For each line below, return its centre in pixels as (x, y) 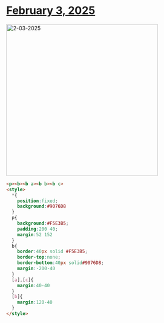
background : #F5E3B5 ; (43, 223)
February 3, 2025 (51, 11)
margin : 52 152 (35, 234)
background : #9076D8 (42, 206)
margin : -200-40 (36, 269)
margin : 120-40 (35, 302)
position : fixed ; (38, 201)
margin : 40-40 (34, 285)
